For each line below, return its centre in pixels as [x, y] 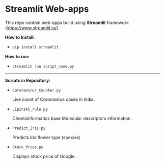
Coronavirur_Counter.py [37, 90]
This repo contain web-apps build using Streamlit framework [67, 23]
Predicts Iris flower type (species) [46, 137]
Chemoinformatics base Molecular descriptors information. [72, 118]
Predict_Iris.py [29, 128]
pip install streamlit [35, 47]
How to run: [17, 56]
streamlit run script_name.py [43, 66]
